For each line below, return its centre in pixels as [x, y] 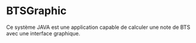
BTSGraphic [36, 11]
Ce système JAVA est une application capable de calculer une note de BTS [98, 27]
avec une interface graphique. [43, 33]
